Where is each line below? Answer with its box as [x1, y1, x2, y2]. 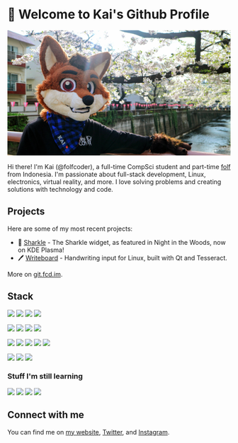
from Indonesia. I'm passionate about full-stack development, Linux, [7, 170, 207, 178]
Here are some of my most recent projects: [7, 224, 133, 233]
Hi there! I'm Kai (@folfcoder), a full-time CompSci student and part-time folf [7, 162, 231, 171]
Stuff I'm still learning [7, 372, 84, 381]
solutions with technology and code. [7, 185, 113, 193]
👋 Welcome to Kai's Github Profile [7, 6, 210, 23]
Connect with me [7, 409, 85, 421]
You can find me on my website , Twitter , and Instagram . [7, 427, 170, 436]
